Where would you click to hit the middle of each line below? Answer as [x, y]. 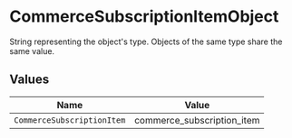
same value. [32, 51]
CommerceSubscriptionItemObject [144, 17]
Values [29, 80]
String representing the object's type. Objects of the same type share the [146, 41]
